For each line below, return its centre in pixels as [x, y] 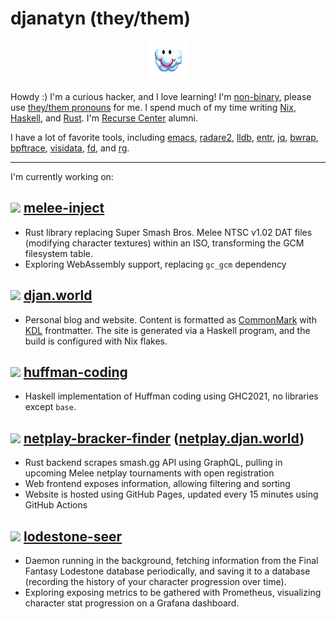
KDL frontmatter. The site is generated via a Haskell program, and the [167, 330]
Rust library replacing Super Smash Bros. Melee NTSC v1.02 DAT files [168, 232]
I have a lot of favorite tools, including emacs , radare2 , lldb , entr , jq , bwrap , [164, 137]
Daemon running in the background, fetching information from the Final [171, 560]
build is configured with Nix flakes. [96, 341]
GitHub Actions [56, 505]
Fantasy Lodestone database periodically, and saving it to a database [167, 571]
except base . [50, 407]
